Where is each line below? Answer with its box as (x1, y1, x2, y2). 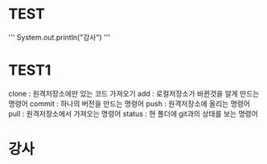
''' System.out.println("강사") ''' (8, 32, 111, 42)
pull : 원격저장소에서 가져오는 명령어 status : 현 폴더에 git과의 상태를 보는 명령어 (8, 109, 259, 118)
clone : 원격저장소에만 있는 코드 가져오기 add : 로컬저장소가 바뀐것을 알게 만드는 (8, 88, 260, 98)
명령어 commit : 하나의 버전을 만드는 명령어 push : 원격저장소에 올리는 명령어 (8, 98, 251, 109)
